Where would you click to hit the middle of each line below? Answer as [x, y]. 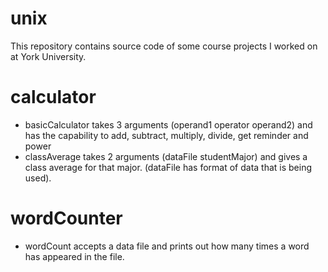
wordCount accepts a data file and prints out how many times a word [167, 246]
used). [38, 178]
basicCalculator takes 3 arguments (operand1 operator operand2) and [168, 124]
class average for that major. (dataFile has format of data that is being [168, 167]
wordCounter [66, 218]
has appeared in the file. [74, 256]
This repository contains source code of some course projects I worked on [164, 46]
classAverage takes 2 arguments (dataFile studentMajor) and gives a [166, 156]
